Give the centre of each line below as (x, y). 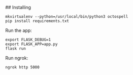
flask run (16, 49)
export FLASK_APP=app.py (31, 44)
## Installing (18, 7)
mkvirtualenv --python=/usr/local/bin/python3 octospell (67, 17)
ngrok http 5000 (22, 67)
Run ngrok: (17, 58)
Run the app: (19, 30)
